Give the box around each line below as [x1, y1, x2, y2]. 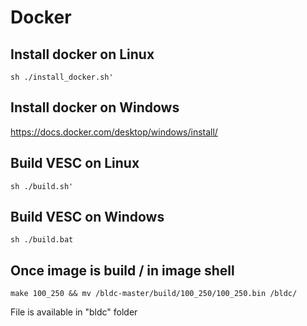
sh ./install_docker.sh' [10, 72, 114, 82]
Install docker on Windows [10, 99, 180, 116]
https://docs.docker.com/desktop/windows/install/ [10, 126, 218, 138]
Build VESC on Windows [10, 209, 165, 226]
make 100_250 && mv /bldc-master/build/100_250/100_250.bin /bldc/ [10, 289, 298, 299]
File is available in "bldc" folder [10, 306, 138, 318]
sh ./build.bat [10, 235, 74, 245]
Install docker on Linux [10, 46, 155, 63]
